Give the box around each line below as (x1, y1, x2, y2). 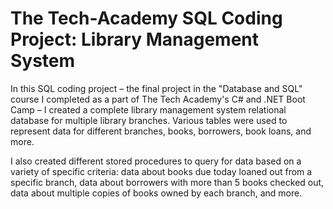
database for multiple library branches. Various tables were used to (10, 114, 288, 126)
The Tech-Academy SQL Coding (10, 7, 283, 30)
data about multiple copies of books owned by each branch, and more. (10, 187, 303, 199)
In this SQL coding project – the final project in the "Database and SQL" (10, 82, 303, 94)
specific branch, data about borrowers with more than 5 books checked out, (10, 176, 325, 188)
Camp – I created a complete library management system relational (10, 103, 287, 116)
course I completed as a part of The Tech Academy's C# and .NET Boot (10, 93, 306, 105)
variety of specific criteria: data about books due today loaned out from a (10, 165, 313, 177)
